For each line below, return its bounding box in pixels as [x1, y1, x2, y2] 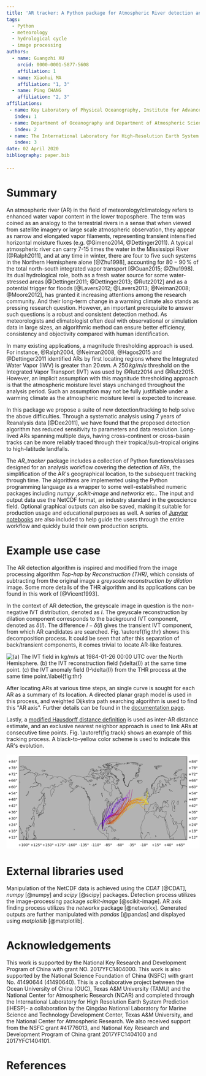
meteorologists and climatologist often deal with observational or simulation [6, 317, 197, 325]
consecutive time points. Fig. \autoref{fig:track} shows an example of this [6, 729, 192, 736]
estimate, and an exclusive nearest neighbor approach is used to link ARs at [6, 722, 198, 729]
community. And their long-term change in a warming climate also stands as [6, 298, 199, 305]
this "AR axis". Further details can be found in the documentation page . [6, 704, 186, 711]
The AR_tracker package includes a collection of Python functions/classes [6, 457, 194, 464]
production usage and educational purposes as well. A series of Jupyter [6, 509, 189, 517]
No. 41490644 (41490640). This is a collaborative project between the [6, 978, 185, 986]
